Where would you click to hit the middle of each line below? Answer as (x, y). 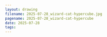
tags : (10, 27)
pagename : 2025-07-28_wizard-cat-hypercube (49, 18)
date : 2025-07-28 (22, 23)
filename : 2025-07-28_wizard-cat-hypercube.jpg (54, 14)
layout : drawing (21, 9)
